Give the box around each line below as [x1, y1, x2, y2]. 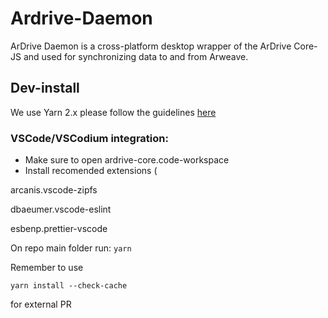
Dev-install [10, 80, 80, 97]
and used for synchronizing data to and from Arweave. [23, 50, 249, 62]
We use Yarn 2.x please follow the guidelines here [10, 106, 217, 118]
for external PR [10, 298, 72, 311]
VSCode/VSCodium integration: [10, 131, 169, 145]
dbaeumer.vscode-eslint [10, 203, 112, 216]
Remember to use [10, 262, 84, 274]
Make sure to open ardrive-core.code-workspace [24, 154, 230, 166]
